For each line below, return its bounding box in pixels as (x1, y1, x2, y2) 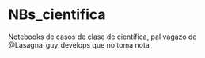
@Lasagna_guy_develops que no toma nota (8, 40, 150, 49)
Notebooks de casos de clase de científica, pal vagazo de (8, 32, 197, 41)
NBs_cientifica (8, 6, 106, 24)
